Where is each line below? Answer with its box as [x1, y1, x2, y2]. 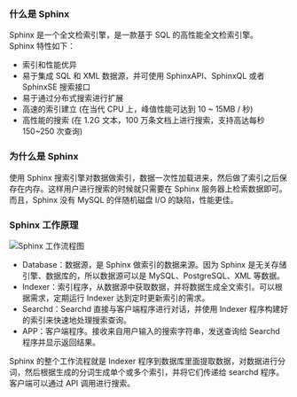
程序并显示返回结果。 [21, 337, 100, 347]
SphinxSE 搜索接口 [21, 82, 91, 92]
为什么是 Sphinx [9, 151, 79, 163]
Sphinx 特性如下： [9, 41, 76, 51]
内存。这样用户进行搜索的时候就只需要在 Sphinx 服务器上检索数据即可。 [24, 183, 288, 194]
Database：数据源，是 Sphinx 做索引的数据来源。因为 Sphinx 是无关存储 [21, 259, 287, 269]
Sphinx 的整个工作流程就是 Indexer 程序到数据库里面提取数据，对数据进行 [9, 355, 278, 366]
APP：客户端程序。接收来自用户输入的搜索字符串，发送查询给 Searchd [21, 325, 281, 336]
